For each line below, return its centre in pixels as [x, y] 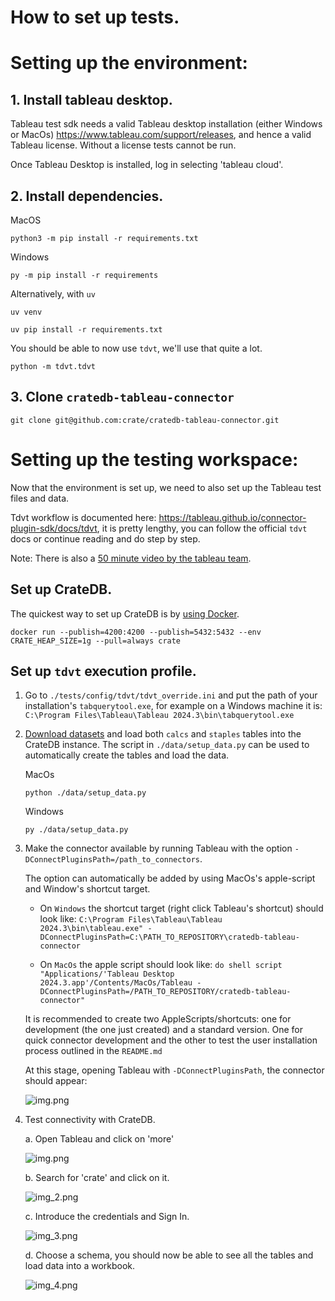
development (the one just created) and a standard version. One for [163, 1030]
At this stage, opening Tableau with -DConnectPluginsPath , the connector [174, 1070]
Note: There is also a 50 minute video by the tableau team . [131, 558]
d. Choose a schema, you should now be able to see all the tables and [169, 1255]
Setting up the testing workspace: [154, 460]
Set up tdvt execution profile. [103, 671]
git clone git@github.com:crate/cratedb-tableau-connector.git [145, 420]
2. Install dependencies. [87, 196]
